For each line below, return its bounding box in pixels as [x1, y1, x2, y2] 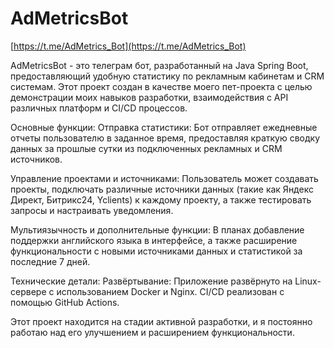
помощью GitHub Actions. [10, 296, 120, 308]
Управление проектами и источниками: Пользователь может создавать [10, 172, 319, 184]
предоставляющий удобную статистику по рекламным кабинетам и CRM [10, 70, 325, 82]
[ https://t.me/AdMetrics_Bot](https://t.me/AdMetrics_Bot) [10, 40, 247, 52]
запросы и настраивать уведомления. [10, 204, 174, 216]
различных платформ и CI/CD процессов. [10, 102, 188, 114]
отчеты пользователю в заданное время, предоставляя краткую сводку [10, 132, 321, 144]
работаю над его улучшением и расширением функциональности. [10, 326, 295, 338]
